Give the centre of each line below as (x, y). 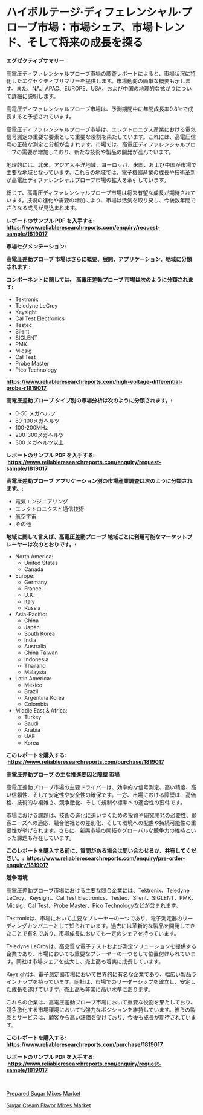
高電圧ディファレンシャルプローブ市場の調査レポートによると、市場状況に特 (101, 73)
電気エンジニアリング (41, 501)
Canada (34, 569)
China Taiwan (41, 653)
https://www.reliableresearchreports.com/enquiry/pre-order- (106, 858)
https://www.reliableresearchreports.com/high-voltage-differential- (95, 381)
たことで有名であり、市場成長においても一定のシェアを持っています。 (93, 933)
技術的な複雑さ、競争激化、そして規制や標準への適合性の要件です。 (101, 802)
